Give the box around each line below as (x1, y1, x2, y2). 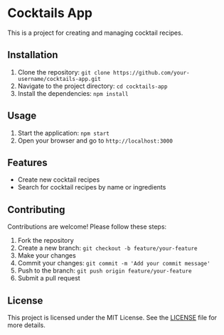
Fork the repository (17, 236, 75, 245)
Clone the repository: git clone (17, 67, 110, 76)
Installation (7, 49, 58, 61)
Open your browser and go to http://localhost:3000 (17, 136, 173, 145)
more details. (7, 321, 46, 329)
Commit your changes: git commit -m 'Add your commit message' (17, 259, 211, 268)
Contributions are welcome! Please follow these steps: (7, 222, 167, 231)
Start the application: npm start (17, 128, 110, 137)
